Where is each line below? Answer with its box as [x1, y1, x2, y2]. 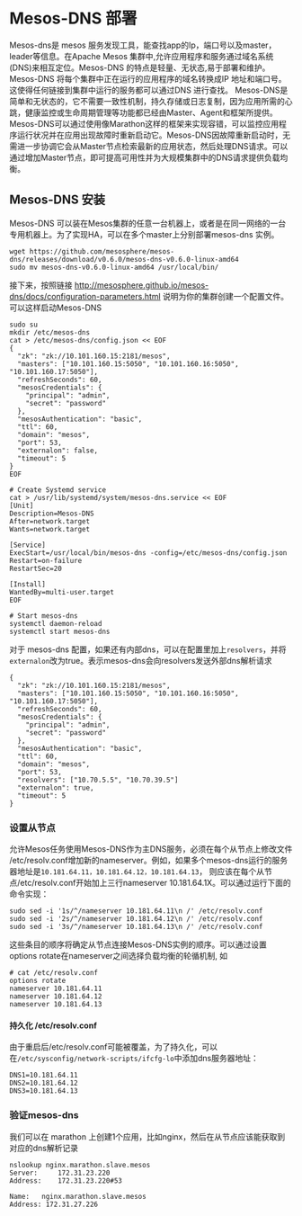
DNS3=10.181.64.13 [9, 1086, 78, 1095]
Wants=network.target [9, 524, 91, 533]
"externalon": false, [17, 446, 99, 455]
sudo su [9, 320, 39, 329]
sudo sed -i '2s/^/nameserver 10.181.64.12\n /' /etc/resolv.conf [9, 915, 263, 924]
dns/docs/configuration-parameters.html [9, 291, 161, 301]
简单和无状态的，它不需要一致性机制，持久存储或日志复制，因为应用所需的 [9, 95, 285, 106]
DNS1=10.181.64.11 [9, 1071, 78, 1080]
